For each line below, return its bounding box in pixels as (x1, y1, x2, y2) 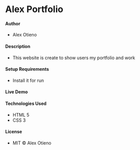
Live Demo (5, 89, 28, 95)
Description (5, 43, 31, 49)
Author (5, 20, 21, 26)
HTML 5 (12, 112, 30, 118)
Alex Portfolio (5, 4, 63, 15)
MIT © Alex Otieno (12, 140, 51, 146)
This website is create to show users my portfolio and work (12, 55, 135, 61)
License (5, 129, 23, 135)
